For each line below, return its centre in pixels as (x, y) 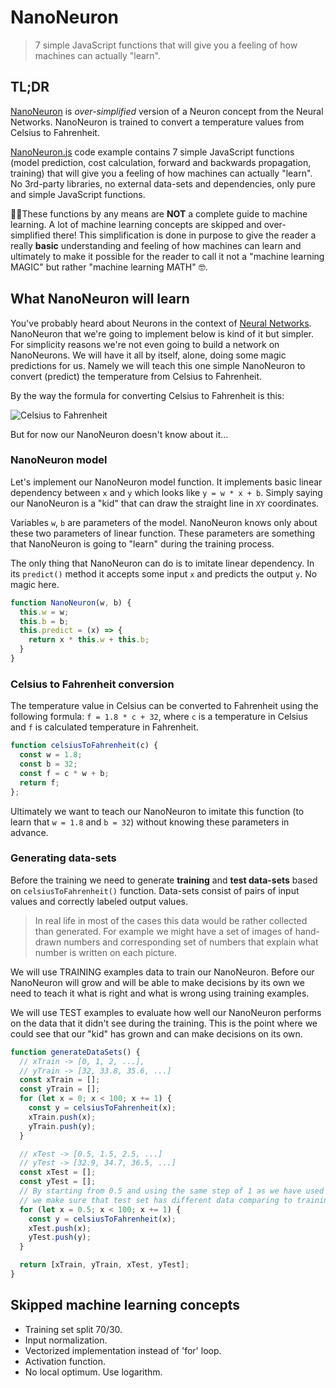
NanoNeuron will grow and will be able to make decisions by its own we (157, 982)
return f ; (39, 782)
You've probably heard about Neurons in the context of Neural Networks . (161, 323)
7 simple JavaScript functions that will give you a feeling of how (166, 45)
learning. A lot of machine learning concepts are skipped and (136, 224)
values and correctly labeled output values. (99, 901)
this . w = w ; (44, 612)
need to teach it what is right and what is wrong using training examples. (160, 993)
